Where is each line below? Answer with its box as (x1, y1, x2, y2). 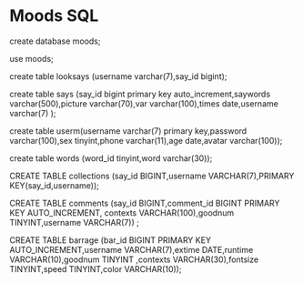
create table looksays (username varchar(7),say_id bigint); (9, 70, 227, 82)
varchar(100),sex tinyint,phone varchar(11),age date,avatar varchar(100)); (9, 135, 283, 146)
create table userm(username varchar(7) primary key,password (9, 125, 247, 136)
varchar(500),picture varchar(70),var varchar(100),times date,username (9, 97, 279, 109)
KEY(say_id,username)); (9, 179, 100, 191)
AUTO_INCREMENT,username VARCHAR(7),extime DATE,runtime (9, 244, 254, 255)
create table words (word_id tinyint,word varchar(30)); (9, 152, 213, 164)
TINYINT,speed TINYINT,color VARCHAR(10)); (9, 263, 182, 274)
